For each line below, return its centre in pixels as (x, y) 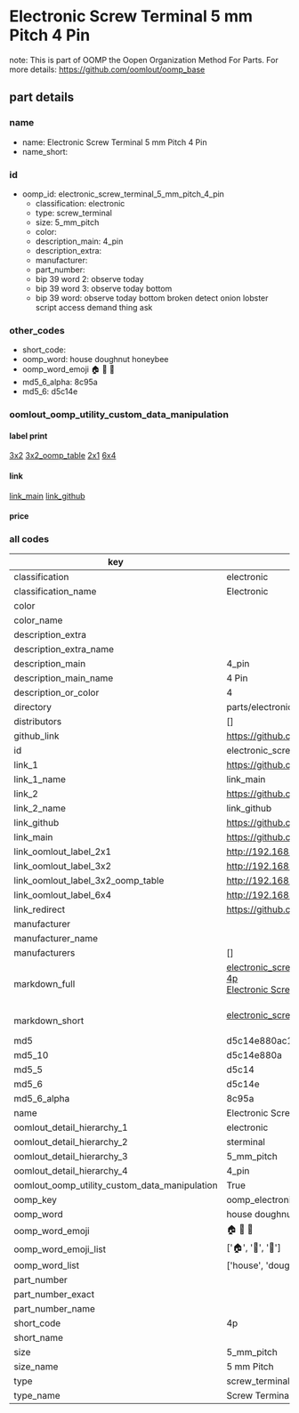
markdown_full (44, 984)
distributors (38, 722)
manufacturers (44, 953)
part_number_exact (54, 1295)
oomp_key (36, 1200)
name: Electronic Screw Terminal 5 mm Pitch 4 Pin (114, 142)
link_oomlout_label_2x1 (63, 852)
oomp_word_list (47, 1265)
